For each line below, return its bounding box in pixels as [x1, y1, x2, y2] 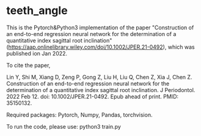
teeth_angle [6, 4, 68, 18]
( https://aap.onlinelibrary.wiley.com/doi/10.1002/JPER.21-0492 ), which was [6, 43, 195, 51]
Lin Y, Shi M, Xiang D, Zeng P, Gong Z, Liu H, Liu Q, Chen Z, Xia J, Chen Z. [6, 73, 192, 81]
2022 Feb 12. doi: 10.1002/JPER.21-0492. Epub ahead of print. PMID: [6, 93, 179, 100]
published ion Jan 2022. [6, 49, 68, 57]
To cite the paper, [6, 62, 51, 69]
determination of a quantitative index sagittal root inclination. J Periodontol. [6, 86, 196, 93]
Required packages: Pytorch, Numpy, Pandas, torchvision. [6, 111, 153, 118]
